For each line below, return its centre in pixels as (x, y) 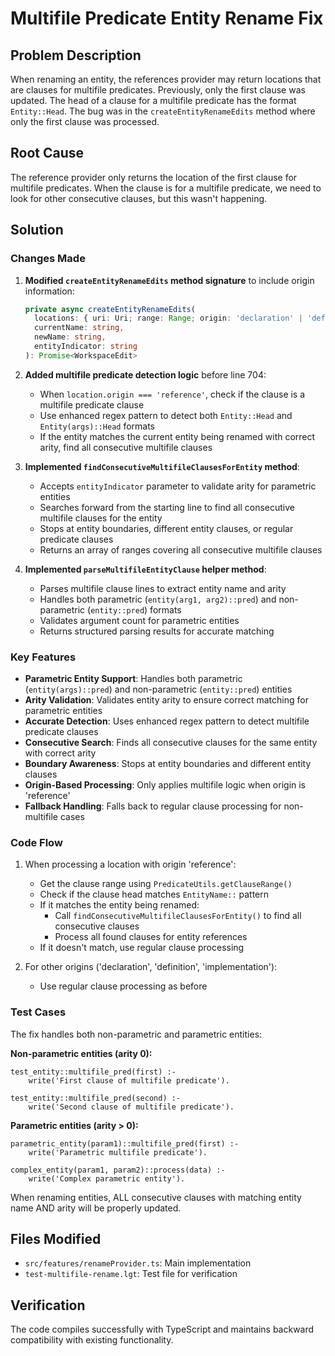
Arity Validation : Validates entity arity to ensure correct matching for (166, 700)
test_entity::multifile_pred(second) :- (96, 1098)
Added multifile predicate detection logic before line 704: (145, 374)
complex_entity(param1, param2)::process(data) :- (118, 1170)
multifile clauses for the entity (101, 518)
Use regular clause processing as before (123, 986)
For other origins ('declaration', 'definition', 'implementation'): (151, 967)
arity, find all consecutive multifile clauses (126, 447)
